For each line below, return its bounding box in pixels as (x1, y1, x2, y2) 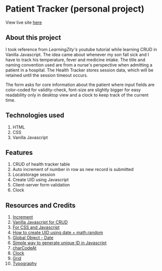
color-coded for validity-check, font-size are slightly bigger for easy (5, 86, 141, 93)
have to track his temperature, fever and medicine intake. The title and (5, 57, 146, 63)
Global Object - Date (12, 235, 54, 241)
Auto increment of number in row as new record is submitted (12, 167, 134, 172)
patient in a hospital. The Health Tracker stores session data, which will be (5, 67, 154, 73)
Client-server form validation (12, 182, 70, 188)
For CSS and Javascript (12, 224, 60, 230)
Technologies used (5, 111, 64, 119)
